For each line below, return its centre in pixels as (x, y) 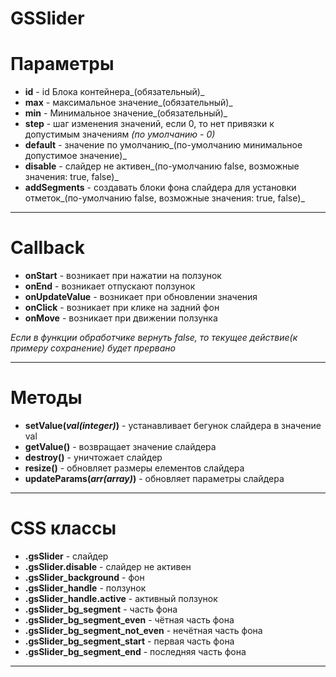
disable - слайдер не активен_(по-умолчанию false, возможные (162, 166)
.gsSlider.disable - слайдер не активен (108, 566)
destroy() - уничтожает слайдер (93, 457)
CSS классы (63, 528)
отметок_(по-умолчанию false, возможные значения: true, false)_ (164, 198)
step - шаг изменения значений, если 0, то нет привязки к (149, 124)
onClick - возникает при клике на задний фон (122, 308)
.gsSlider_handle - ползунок (85, 588)
